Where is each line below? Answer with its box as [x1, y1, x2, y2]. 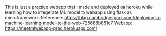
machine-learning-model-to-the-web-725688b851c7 [5, 20, 113, 26]
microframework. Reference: [5, 15, 63, 20]
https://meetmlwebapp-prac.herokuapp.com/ [5, 25, 98, 31]
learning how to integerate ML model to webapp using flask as [5, 9, 132, 15]
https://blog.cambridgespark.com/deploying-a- [64, 15, 161, 20]
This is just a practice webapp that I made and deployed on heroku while [5, 4, 153, 10]
